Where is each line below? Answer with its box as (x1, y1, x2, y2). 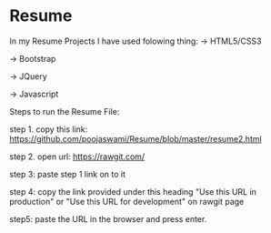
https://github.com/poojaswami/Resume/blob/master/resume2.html (9, 133, 262, 144)
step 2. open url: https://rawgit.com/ (9, 151, 146, 162)
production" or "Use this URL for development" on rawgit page (9, 196, 245, 207)
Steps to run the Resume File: (9, 106, 120, 116)
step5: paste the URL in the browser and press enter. (9, 213, 207, 224)
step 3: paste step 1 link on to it (9, 168, 125, 179)
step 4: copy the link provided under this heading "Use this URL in (9, 186, 257, 197)
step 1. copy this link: (9, 124, 88, 135)
